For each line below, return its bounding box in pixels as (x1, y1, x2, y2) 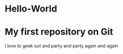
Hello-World (5, 3, 57, 15)
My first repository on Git (5, 26, 113, 38)
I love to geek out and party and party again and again (5, 43, 118, 49)
